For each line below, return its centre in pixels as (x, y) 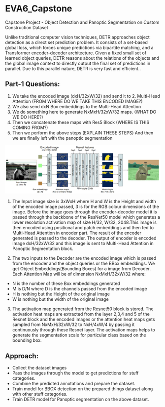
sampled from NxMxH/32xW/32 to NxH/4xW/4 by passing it (73, 325)
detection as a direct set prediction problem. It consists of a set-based (76, 42)
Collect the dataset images (39, 368)
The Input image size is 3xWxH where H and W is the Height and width (84, 202)
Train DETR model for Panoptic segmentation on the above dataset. (81, 399)
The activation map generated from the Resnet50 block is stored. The (83, 309)
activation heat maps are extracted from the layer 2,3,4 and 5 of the (81, 314)
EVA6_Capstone (39, 9)
